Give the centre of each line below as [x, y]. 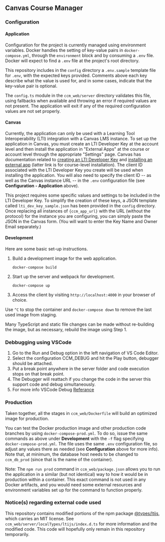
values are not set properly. [33, 111]
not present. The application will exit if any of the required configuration [78, 106]
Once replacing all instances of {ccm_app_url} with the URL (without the [78, 211]
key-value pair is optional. [31, 86]
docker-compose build [34, 267]
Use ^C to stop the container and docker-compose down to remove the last [78, 309]
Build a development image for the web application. [64, 258]
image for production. [27, 418]
